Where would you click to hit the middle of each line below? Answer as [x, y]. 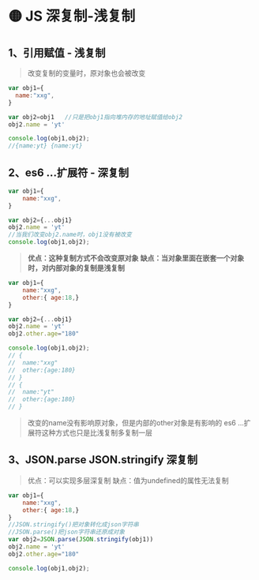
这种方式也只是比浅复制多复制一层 [97, 433]
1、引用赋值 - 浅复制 [57, 52]
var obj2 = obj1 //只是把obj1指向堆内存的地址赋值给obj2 [96, 117]
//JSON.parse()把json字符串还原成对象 [66, 532]
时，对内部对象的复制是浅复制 [76, 268]
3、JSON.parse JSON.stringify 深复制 [103, 460]
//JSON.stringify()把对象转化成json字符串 [74, 525]
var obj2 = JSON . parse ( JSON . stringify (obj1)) [81, 540]
